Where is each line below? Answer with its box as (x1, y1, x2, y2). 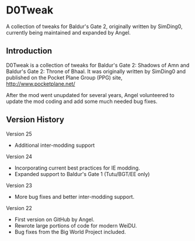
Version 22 (6, 204, 32, 211)
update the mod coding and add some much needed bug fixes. (6, 98, 158, 105)
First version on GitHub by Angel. (14, 216, 95, 223)
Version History (6, 115, 64, 125)
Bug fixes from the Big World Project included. (14, 228, 126, 235)
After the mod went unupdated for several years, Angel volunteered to (6, 91, 175, 98)
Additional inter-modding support (14, 142, 95, 149)
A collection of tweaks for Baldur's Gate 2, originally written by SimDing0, (6, 23, 183, 30)
